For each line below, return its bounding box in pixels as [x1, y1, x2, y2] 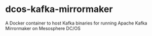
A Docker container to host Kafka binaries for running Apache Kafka [5, 20, 147, 26]
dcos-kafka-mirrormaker [5, 3, 113, 15]
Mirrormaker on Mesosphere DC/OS [5, 25, 81, 31]
